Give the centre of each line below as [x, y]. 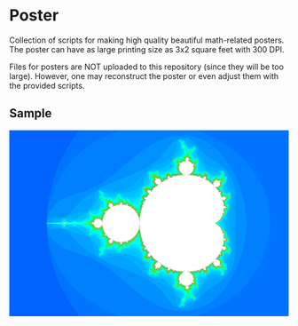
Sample [31, 113]
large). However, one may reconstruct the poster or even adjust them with [144, 76]
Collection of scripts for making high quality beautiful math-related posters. [147, 40]
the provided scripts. [47, 85]
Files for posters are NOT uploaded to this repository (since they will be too [146, 67]
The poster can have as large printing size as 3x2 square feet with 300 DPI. [147, 49]
